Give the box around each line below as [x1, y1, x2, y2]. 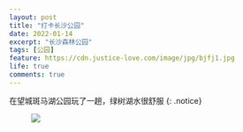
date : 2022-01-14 [9, 29, 73, 38]
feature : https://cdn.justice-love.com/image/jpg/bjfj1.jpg [9, 54, 236, 62]
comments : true [9, 70, 65, 79]
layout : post [9, 12, 57, 22]
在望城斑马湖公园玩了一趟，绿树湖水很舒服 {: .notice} [9, 95, 202, 106]
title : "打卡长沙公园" [9, 21, 85, 30]
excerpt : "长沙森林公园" [9, 37, 93, 47]
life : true [9, 62, 49, 71]
